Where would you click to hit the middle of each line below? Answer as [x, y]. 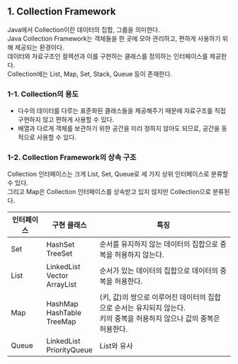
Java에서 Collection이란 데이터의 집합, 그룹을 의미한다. [84, 29]
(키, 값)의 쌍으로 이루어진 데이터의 [153, 297]
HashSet [60, 245]
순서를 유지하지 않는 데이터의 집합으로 [159, 244]
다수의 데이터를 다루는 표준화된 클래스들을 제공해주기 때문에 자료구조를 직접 [122, 111]
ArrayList [61, 285]
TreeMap [61, 322]
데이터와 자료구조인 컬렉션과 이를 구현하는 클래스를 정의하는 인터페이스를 [108, 56]
